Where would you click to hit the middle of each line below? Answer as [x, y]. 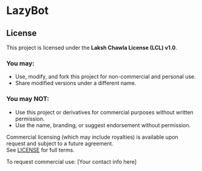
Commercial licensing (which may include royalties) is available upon [93, 137]
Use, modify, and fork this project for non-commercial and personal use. [105, 77]
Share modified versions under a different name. [76, 83]
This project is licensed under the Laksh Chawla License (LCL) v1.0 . [92, 47]
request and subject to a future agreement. [60, 143]
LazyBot [28, 11]
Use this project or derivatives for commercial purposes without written [104, 112]
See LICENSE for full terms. [40, 150]
